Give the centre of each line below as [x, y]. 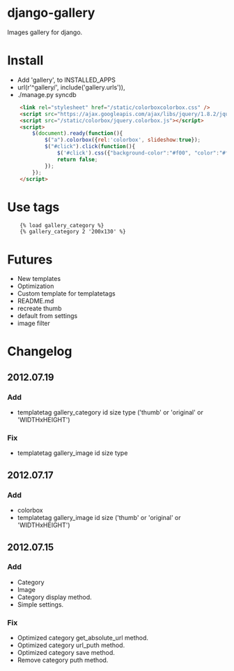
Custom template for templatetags [67, 294]
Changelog [40, 352]
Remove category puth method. [63, 660]
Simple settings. [40, 604]
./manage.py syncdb [47, 94]
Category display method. [54, 597]
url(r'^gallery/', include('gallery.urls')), [71, 87]
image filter [34, 324]
